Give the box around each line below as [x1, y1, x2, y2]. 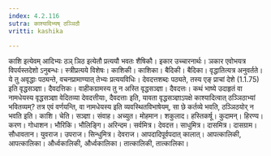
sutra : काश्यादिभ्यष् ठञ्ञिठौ [8, 19, 80, 28]
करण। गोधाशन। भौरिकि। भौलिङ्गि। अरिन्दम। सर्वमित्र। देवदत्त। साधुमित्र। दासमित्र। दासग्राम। [8, 120, 258, 130]
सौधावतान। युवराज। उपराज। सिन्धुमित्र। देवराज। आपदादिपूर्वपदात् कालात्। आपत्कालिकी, [8, 129, 242, 139]
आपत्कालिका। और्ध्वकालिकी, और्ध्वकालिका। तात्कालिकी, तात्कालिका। [8, 139, 189, 149]
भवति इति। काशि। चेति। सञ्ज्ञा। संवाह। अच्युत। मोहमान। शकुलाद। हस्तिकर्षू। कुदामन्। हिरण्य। [8, 111, 264, 121]
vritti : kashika [8, 27, 63, 35]
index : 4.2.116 [8, 11, 60, 20]
